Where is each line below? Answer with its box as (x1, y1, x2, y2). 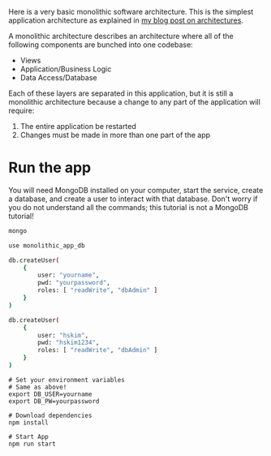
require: (8, 105, 35, 115)
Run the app (8, 158, 92, 177)
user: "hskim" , (37, 331, 89, 339)
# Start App (8, 432, 49, 441)
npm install (8, 418, 49, 427)
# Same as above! (8, 383, 67, 391)
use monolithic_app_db (8, 241, 85, 250)
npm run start (8, 440, 57, 448)
